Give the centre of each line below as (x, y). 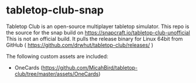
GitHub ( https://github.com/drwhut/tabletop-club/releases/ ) (80, 45)
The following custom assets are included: (57, 56)
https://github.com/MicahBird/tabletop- (90, 67)
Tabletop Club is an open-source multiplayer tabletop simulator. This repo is (98, 26)
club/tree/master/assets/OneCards (56, 74)
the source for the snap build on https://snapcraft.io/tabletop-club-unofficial (98, 32)
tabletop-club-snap (55, 10)
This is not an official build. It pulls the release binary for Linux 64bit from (94, 39)
